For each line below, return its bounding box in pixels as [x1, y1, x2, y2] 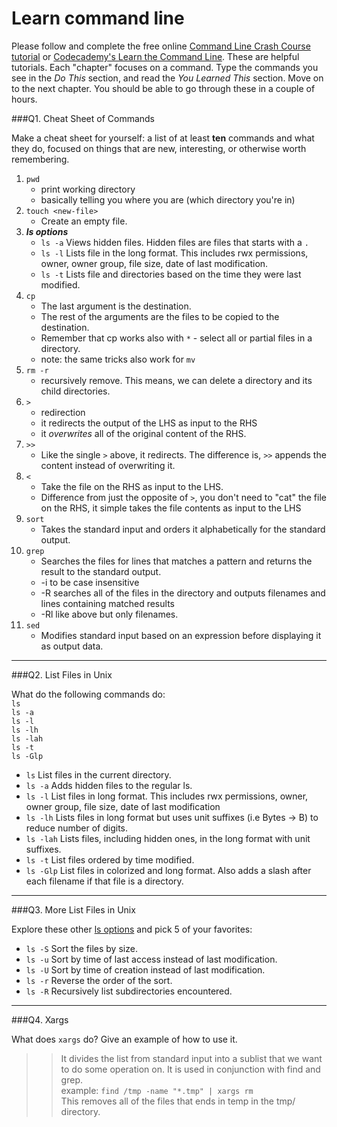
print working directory [40, 183, 136, 195]
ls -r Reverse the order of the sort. [25, 974, 173, 986]
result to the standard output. [40, 565, 162, 577]
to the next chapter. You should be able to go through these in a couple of [11, 82, 316, 94]
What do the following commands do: [11, 688, 166, 700]
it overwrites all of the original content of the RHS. [40, 427, 247, 439]
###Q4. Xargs [11, 1013, 69, 1026]
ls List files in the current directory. [25, 768, 172, 781]
